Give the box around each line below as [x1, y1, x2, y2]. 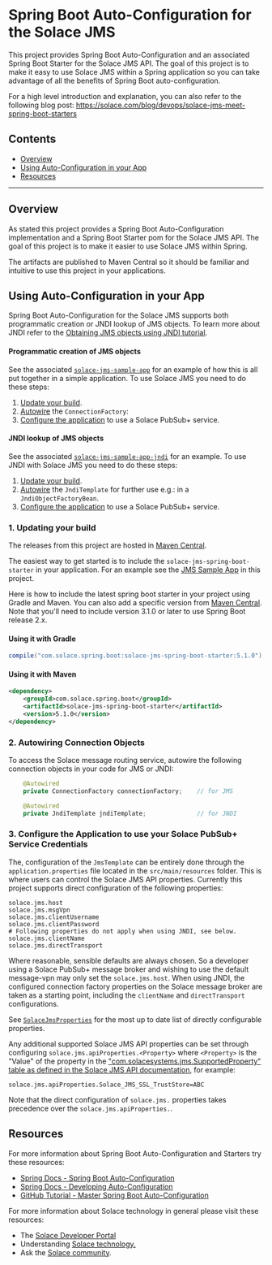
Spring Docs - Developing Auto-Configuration [19, 1181, 173, 1191]
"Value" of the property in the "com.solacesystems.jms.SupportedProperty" [8, 1056, 261, 1066]
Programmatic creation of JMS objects [8, 346, 142, 356]
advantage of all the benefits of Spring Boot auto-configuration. [8, 76, 221, 85]
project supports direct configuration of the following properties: [8, 883, 224, 893]
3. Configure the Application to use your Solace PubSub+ [8, 829, 238, 840]
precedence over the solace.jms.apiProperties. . [8, 1103, 173, 1113]
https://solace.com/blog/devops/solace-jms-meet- [75, 100, 245, 110]
